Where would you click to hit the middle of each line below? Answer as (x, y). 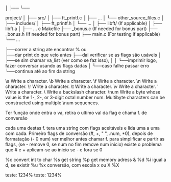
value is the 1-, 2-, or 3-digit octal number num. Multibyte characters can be (85, 97)
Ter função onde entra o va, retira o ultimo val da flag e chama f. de (76, 113)
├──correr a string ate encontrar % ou (46, 49)
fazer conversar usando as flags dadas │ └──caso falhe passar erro (77, 66)
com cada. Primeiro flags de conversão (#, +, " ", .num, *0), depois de (79, 133)
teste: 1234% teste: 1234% (34, 175)
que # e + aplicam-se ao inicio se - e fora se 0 (54, 150)
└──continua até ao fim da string (40, 71)
